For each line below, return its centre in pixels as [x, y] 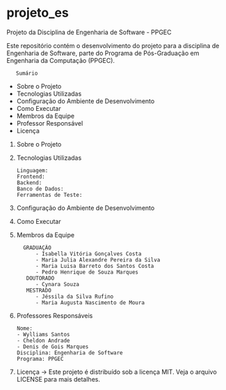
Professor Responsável [50, 123]
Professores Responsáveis [55, 315]
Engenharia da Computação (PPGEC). [61, 60]
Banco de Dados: [40, 189]
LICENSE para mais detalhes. [58, 379]
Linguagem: [32, 170]
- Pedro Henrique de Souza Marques [87, 272]
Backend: [29, 183]
